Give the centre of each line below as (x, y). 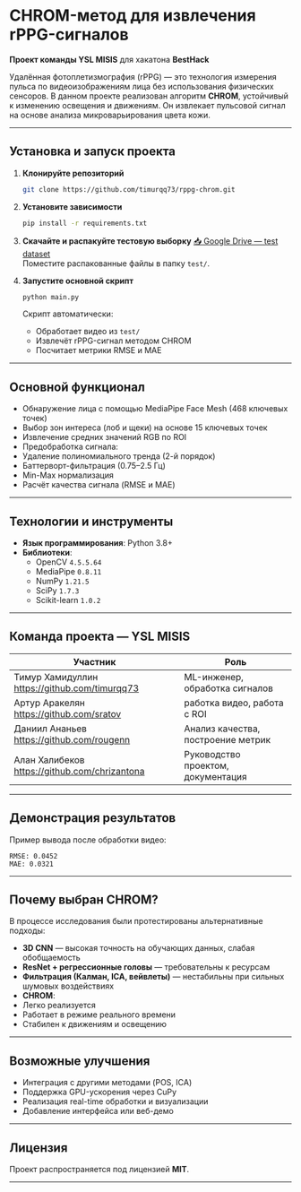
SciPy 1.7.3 (57, 591)
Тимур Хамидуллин (56, 677)
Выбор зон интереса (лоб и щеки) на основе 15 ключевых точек (145, 428)
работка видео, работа (233, 703)
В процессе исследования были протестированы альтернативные (136, 921)
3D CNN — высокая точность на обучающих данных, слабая (138, 948)
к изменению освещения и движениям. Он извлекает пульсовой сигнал (147, 105)
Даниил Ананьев (51, 729)
